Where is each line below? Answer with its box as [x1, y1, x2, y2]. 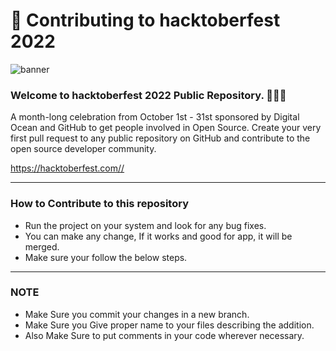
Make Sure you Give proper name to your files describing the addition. [24, 319, 315, 331]
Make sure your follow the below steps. [24, 251, 188, 263]
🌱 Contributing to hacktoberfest [10, 9, 281, 32]
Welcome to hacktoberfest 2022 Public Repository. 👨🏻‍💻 [10, 88, 287, 102]
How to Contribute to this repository [10, 197, 189, 211]
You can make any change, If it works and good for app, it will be [24, 230, 293, 242]
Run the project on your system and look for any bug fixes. [24, 219, 267, 231]
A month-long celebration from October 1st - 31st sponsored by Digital [10, 111, 300, 123]
